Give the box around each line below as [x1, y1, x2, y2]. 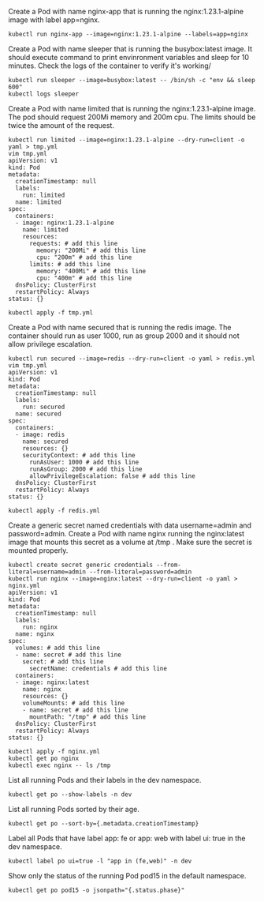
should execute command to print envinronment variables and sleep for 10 [8, 53, 250, 62]
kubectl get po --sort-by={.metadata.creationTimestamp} [8, 820, 199, 828]
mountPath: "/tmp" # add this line [28, 713, 147, 721]
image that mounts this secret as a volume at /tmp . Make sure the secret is [8, 537, 252, 547]
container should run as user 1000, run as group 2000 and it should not [8, 331, 240, 340]
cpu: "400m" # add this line [36, 274, 132, 282]
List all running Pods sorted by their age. [8, 805, 139, 814]
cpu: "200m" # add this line [36, 254, 132, 261]
